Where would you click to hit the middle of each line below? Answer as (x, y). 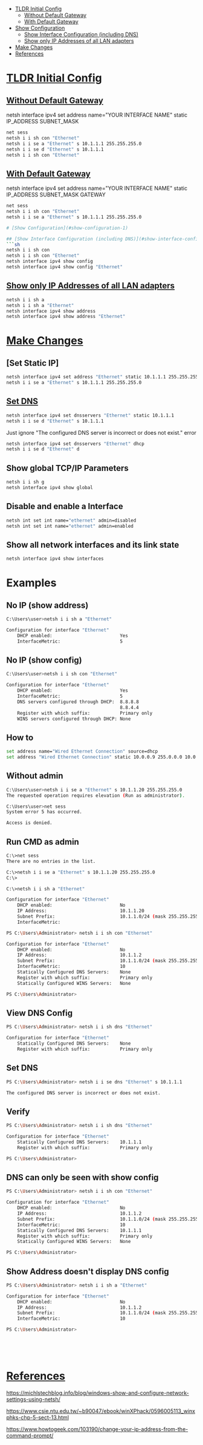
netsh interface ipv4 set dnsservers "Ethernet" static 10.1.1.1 (90, 415)
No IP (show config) (44, 661)
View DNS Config (40, 1013)
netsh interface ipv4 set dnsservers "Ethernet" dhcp (76, 444)
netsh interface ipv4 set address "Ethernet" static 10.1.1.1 (86, 377)
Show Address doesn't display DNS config (88, 1271)
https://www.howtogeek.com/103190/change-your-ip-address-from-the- (97, 1429)
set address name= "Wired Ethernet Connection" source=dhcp (82, 752)
